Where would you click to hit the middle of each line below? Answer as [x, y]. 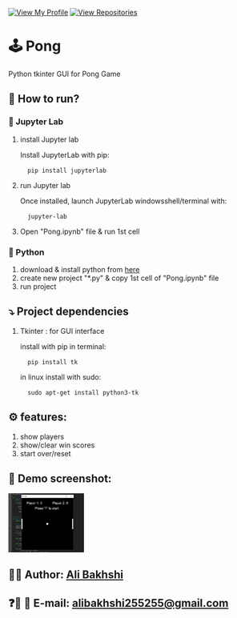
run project [38, 286]
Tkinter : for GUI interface [62, 331]
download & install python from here [80, 269]
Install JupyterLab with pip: [64, 154]
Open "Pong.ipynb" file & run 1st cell [80, 231]
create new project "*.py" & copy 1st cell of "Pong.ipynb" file [119, 278]
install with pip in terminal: [63, 346]
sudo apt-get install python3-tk [83, 392]
